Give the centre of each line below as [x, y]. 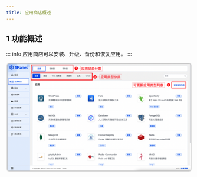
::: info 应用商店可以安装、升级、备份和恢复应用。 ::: [69, 54]
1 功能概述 [24, 39]
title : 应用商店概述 [29, 12]
